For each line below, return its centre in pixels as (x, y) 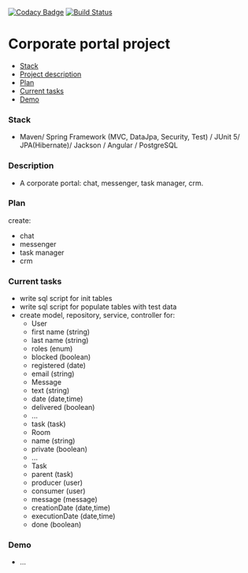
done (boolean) (56, 525)
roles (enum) (52, 349)
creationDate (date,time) (71, 508)
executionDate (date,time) (73, 516)
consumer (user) (58, 491)
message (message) (65, 500)
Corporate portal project (89, 44)
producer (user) (57, 483)
